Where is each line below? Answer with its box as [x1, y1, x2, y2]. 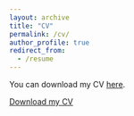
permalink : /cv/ [9, 29, 70, 38]
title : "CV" [9, 21, 54, 30]
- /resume [17, 54, 54, 63]
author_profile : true [9, 37, 90, 47]
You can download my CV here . [9, 79, 126, 89]
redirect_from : [9, 46, 66, 55]
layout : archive [9, 12, 70, 22]
